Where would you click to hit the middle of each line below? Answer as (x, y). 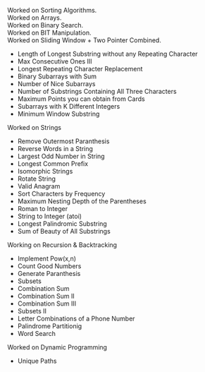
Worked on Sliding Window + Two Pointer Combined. (85, 40)
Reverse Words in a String (55, 149)
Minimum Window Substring (58, 114)
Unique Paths (37, 361)
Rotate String (37, 179)
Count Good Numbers (49, 266)
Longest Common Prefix (53, 164)
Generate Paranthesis (49, 274)
